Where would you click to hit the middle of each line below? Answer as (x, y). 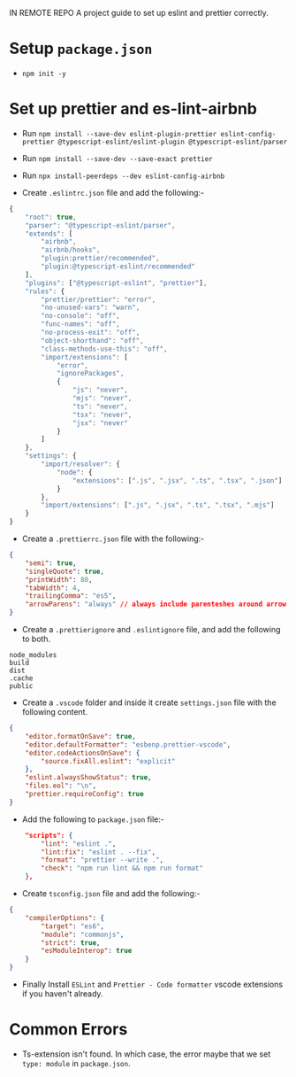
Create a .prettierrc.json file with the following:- (113, 538)
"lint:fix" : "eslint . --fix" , (99, 852)
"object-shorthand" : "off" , (92, 340)
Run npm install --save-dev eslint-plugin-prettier (119, 133)
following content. (55, 712)
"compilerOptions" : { (65, 918)
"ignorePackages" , (90, 374)
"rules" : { (45, 291)
